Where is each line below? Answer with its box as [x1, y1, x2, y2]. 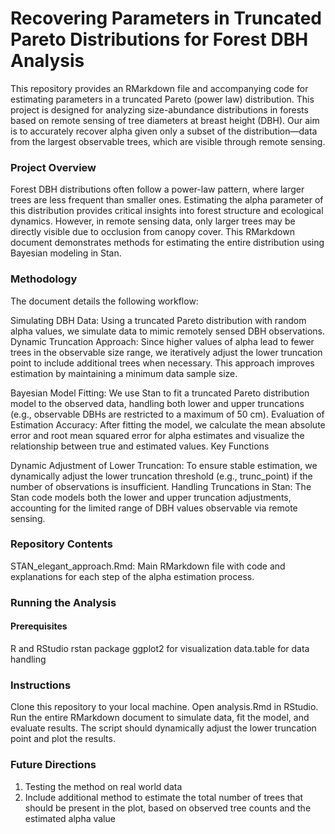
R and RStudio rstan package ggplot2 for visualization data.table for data [10, 642, 310, 654]
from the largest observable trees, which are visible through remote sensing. [10, 135, 326, 147]
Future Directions [10, 758, 97, 772]
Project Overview [10, 160, 97, 174]
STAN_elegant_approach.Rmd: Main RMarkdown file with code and [10, 560, 286, 572]
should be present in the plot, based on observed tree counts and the [24, 802, 312, 814]
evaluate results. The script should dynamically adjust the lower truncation [10, 722, 317, 734]
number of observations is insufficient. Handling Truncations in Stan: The [10, 480, 312, 492]
